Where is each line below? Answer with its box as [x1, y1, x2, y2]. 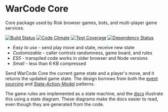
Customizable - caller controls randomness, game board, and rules [12, 50, 153, 56]
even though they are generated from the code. [5, 101, 105, 107]
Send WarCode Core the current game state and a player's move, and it [5, 70, 154, 76]
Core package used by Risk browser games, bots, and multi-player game [5, 20, 158, 26]
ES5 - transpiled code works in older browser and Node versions [12, 55, 148, 61]
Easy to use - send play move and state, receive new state [12, 44, 135, 50]
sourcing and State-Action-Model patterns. [5, 81, 95, 87]
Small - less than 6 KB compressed [12, 60, 86, 66]
